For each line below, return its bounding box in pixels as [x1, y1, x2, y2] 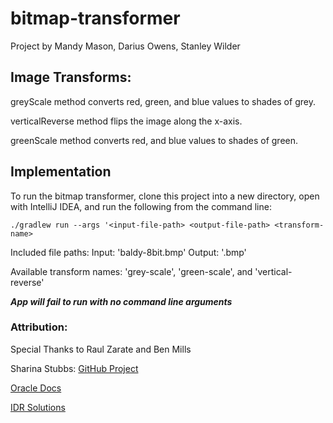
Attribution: [10, 320, 68, 334]
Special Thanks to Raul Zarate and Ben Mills [10, 343, 192, 355]
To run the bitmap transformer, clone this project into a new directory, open [10, 190, 320, 202]
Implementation [10, 163, 112, 181]
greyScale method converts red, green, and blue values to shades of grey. [10, 95, 316, 107]
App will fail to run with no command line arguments [10, 295, 233, 307]
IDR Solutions [10, 401, 66, 413]
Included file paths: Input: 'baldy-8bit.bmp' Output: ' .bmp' [10, 246, 247, 258]
